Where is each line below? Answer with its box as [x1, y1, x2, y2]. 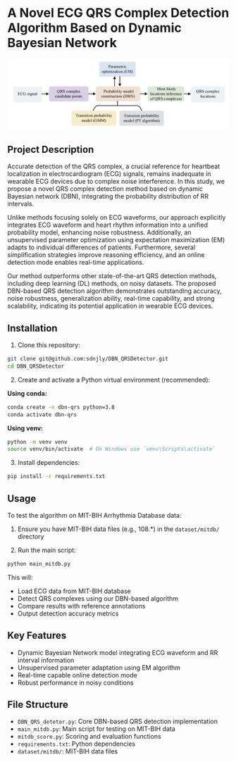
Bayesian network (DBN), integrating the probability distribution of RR [7, 192, 209, 201]
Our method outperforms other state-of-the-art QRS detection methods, [7, 272, 217, 280]
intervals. [7, 199, 35, 208]
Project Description [7, 143, 94, 156]
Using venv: [7, 424, 44, 432]
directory [17, 532, 44, 540]
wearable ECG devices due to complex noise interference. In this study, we [7, 177, 225, 186]
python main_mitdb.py [7, 560, 71, 568]
